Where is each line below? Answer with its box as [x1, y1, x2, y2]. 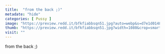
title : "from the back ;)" [5, 7, 63, 12]
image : [5, 21, 19, 26]
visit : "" [5, 30, 26, 35]
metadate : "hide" [5, 12, 41, 17]
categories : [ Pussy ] [5, 16, 52, 21]
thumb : [5, 26, 19, 30]
